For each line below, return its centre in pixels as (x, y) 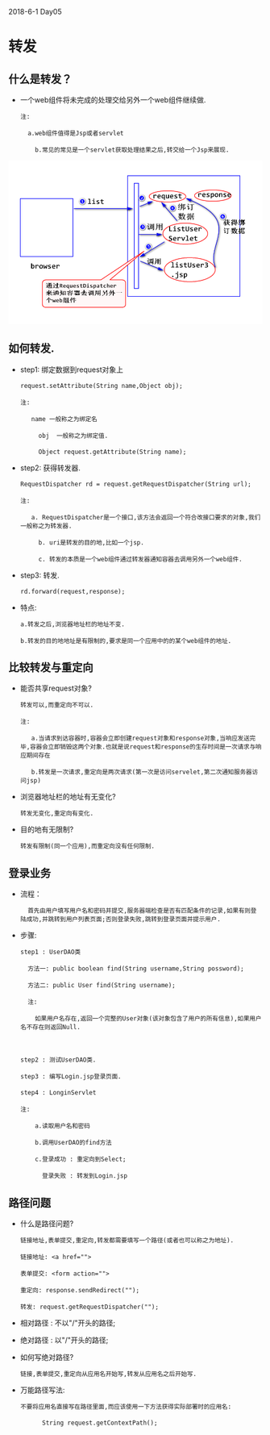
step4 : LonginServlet (58, 1093)
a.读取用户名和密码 (62, 1126)
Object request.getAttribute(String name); (112, 452)
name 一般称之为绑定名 (64, 419)
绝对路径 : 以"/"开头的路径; (64, 1340)
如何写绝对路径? (47, 1357)
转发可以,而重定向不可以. (57, 705)
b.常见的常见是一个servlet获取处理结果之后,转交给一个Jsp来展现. (132, 150)
